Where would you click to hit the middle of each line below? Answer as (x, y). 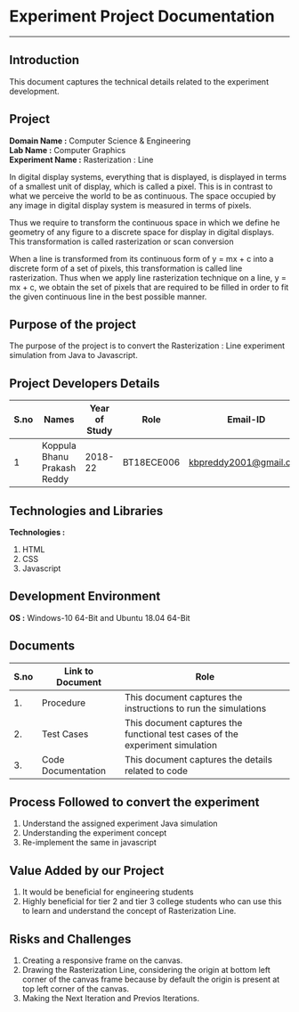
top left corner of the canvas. (76, 989)
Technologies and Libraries (86, 511)
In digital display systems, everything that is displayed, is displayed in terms (148, 176)
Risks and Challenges (70, 939)
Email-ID (246, 420)
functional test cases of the (181, 734)
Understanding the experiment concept (94, 833)
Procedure (64, 703)
